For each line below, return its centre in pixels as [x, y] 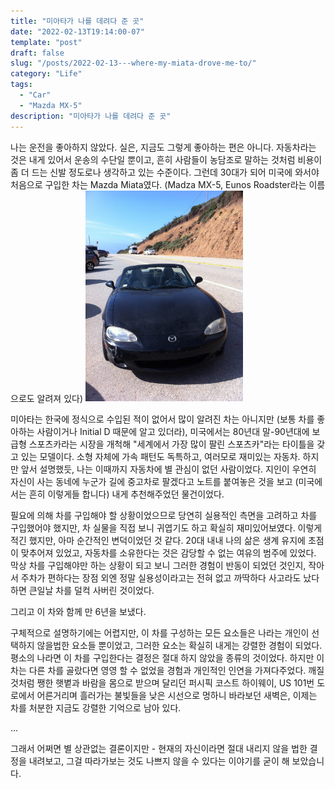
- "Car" [35, 95]
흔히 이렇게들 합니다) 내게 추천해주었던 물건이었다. [126, 494]
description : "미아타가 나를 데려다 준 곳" [91, 116]
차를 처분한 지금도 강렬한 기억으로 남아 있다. [96, 708]
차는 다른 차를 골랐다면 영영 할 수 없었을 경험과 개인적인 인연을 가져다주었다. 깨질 [167, 671]
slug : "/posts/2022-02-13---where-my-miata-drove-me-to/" [133, 63]
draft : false [37, 53]
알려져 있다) [60, 398]
